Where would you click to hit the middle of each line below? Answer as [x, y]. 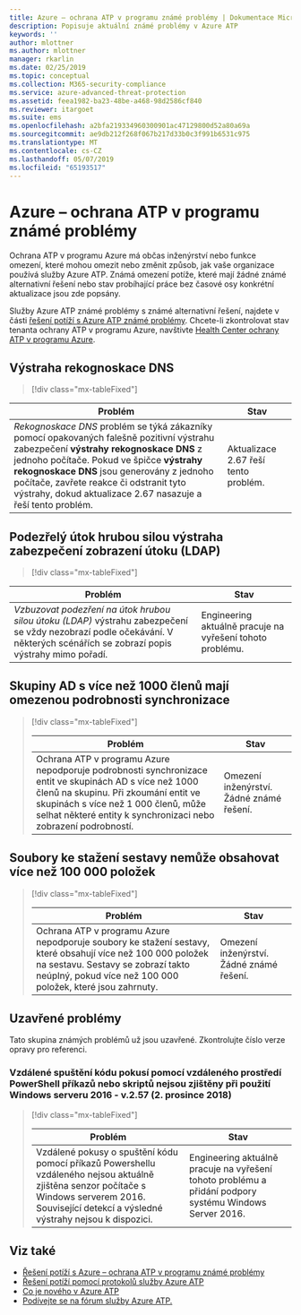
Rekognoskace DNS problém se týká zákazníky [113, 426]
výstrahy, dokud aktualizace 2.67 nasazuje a [108, 494]
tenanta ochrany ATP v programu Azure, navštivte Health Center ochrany [144, 330]
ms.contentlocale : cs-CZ [56, 150]
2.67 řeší [246, 460]
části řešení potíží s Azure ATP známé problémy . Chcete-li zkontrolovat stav [149, 321]
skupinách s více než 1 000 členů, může [120, 804]
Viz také [33, 1251]
